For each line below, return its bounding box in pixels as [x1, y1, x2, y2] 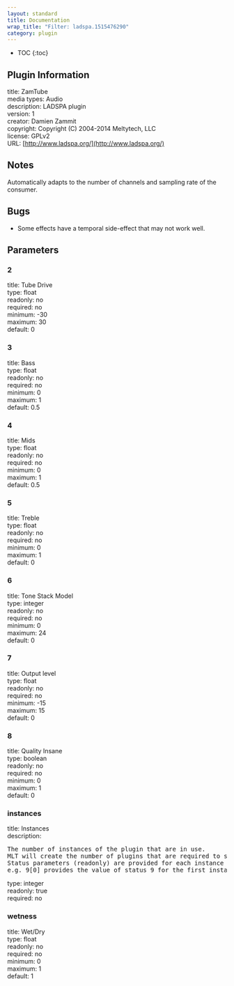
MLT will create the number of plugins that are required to [7, 852, 221, 861]
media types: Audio [7, 95, 63, 103]
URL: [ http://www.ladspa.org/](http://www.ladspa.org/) [7, 139, 165, 148]
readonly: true [7, 886, 48, 895]
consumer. [7, 185, 38, 194]
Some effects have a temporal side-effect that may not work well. [17, 224, 205, 232]
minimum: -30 [7, 311, 47, 319]
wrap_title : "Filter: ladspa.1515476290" [7, 23, 130, 30]
